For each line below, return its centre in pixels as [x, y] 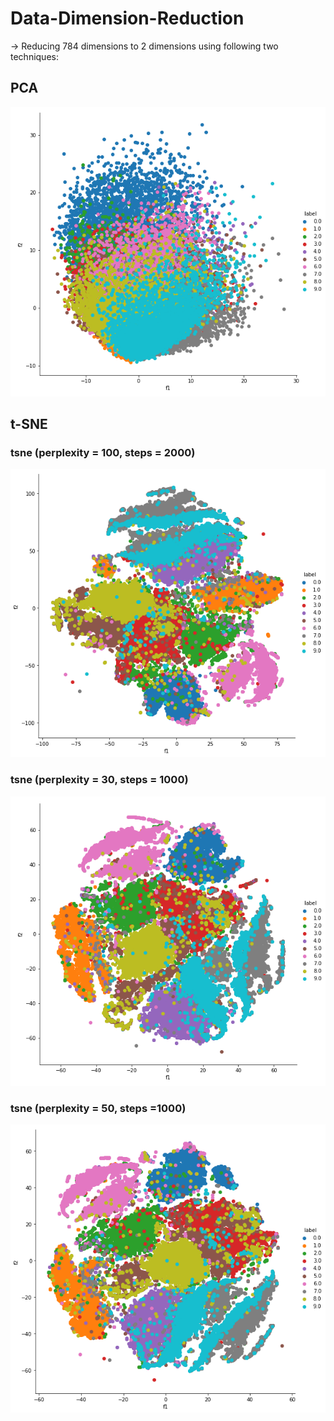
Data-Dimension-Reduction [127, 18]
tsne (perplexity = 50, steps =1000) [98, 1108]
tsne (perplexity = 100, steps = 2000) [103, 453]
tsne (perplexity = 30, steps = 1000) [99, 780]
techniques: [34, 56]
